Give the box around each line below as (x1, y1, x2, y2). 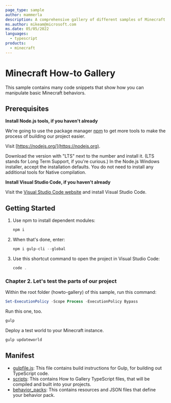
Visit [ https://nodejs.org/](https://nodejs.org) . (5, 143, 101, 149)
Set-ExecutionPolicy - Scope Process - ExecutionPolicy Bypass (5, 299, 138, 304)
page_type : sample (5, 7, 44, 13)
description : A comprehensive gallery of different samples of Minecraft (5, 17, 166, 22)
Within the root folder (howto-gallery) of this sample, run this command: (5, 289, 157, 295)
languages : (5, 31, 29, 36)
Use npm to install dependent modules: (12, 217, 95, 223)
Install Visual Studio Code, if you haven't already (5, 179, 111, 185)
